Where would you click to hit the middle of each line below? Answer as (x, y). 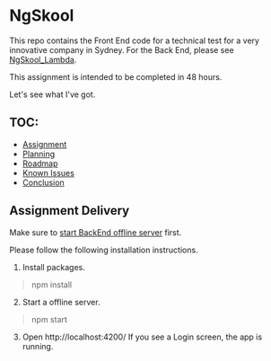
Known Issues (48, 172)
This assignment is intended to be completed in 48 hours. (116, 76)
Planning (39, 154)
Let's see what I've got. (52, 94)
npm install (52, 285)
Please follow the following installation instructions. (104, 250)
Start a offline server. (61, 302)
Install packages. (53, 267)
